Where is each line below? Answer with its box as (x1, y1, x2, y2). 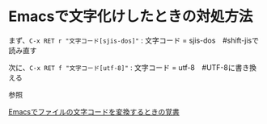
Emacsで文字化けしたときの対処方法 (8, 7, 253, 26)
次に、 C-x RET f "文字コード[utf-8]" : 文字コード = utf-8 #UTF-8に (8, 62, 236, 72)
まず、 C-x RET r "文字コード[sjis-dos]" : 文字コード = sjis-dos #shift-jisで (8, 35, 259, 45)
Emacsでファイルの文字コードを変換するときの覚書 (8, 106, 180, 117)
